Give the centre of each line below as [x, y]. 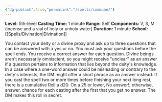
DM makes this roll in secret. [34, 95]
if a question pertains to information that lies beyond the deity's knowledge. [81, 64]
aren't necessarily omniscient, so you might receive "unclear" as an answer [81, 59]
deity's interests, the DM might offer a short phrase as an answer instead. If [81, 74]
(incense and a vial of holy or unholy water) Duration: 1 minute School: [77, 29]
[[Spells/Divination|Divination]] [36, 34]
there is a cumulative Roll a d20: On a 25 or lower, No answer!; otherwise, [79, 85]
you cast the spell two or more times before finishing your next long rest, [78, 80]
